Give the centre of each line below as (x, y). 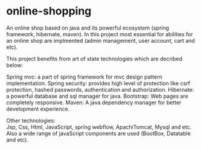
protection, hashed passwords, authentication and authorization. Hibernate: (100, 89)
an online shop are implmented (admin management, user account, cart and (101, 40)
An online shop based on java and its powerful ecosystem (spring (88, 28)
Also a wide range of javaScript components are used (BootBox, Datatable (99, 133)
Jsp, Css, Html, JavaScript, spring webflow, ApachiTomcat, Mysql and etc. (99, 127)
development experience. (38, 109)
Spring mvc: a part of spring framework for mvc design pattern (85, 77)
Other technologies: (31, 120)
